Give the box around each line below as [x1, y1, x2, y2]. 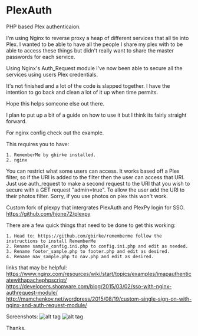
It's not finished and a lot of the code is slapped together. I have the [6, 82, 170, 89]
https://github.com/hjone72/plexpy [6, 210, 91, 217]
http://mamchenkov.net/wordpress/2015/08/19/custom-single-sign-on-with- [6, 295, 192, 302]
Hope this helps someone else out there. [6, 100, 105, 107]
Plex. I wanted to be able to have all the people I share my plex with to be [6, 41, 183, 48]
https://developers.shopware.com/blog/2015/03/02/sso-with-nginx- [6, 282, 172, 289]
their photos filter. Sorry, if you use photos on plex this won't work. [6, 192, 168, 199]
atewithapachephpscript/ [6, 276, 67, 284]
